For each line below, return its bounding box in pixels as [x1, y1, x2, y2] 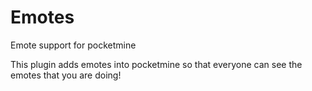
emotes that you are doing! [10, 69, 122, 81]
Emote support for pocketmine [10, 39, 137, 51]
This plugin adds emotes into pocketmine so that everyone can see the [10, 58, 303, 70]
